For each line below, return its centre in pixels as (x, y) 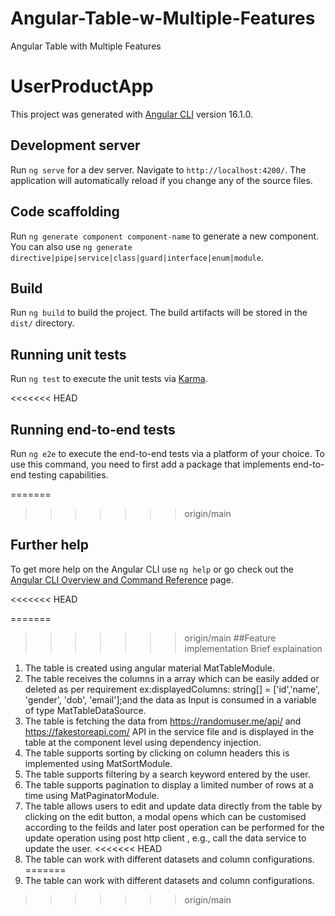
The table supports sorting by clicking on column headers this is (157, 753)
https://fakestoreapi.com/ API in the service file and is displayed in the (169, 731)
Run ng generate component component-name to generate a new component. (165, 236)
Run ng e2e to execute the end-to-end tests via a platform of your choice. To (168, 453)
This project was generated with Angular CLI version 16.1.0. (131, 114)
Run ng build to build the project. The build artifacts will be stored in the (159, 313)
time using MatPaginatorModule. (92, 795)
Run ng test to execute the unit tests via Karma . (109, 379)
